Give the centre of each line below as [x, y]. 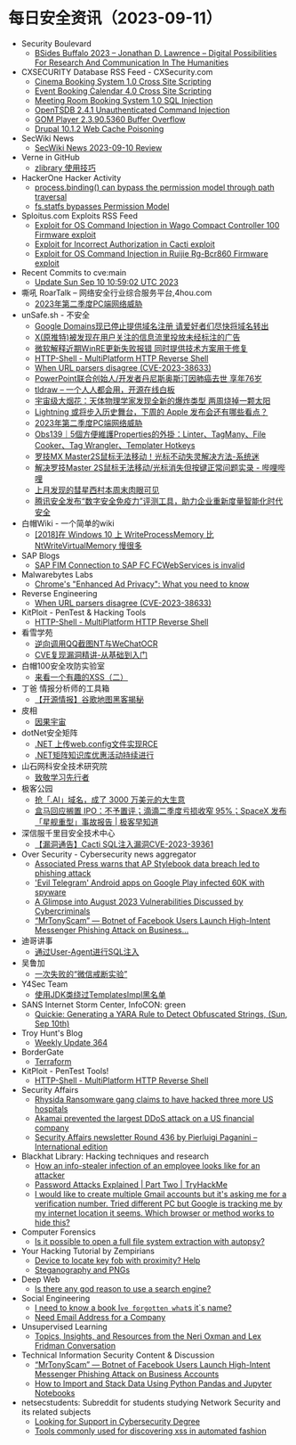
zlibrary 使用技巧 [65, 168]
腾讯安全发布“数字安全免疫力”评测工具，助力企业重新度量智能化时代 [159, 501]
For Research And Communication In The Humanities [132, 62]
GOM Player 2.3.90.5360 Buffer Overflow [110, 119]
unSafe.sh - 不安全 [56, 315]
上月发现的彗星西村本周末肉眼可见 [97, 489]
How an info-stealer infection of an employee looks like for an [147, 1165]
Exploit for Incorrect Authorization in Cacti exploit [124, 244]
